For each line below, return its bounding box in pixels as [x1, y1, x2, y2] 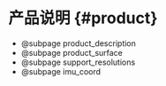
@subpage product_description [20, 37, 136, 49]
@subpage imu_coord [20, 66, 102, 76]
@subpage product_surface [20, 47, 123, 58]
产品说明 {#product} [8, 8, 158, 28]
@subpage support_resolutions [20, 57, 136, 67]
